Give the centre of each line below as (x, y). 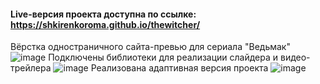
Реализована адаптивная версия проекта (179, 68)
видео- (295, 57)
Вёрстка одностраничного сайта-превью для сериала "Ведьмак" (150, 47)
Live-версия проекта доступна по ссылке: (103, 14)
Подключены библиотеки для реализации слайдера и (163, 57)
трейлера (31, 68)
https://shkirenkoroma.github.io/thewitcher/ (105, 24)
